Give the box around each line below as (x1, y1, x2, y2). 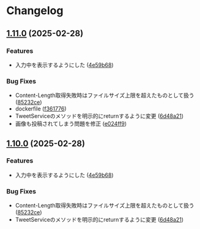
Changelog (6, 4, 64, 18)
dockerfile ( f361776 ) (15, 105, 67, 112)
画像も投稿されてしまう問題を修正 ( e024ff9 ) (15, 120, 127, 128)
